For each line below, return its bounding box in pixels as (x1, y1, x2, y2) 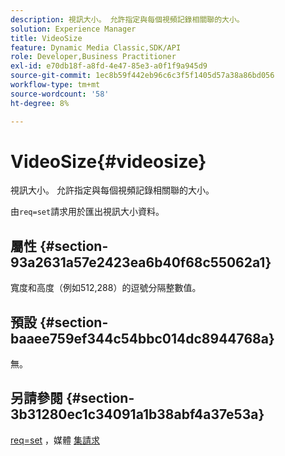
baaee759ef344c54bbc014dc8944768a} (10, 330, 275, 347)
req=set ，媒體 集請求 (10, 434, 101, 446)
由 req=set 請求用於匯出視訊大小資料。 (10, 206, 165, 218)
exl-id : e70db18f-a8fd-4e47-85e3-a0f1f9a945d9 (10, 61, 208, 71)
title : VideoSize (10, 33, 83, 43)
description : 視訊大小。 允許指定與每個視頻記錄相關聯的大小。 (10, 14, 245, 25)
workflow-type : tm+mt (10, 80, 101, 90)
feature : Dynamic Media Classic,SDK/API (10, 42, 182, 53)
